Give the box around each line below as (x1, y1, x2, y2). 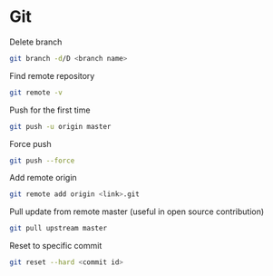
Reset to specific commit (9, 241, 102, 251)
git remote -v (9, 88, 63, 97)
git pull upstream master (9, 224, 107, 233)
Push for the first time (9, 104, 91, 115)
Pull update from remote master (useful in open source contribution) (9, 206, 265, 217)
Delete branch (9, 36, 63, 47)
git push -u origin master (9, 122, 112, 131)
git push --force (9, 156, 75, 165)
